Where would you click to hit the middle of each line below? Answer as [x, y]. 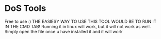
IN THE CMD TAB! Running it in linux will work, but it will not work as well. [78, 26]
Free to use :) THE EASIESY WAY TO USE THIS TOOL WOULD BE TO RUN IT [80, 21]
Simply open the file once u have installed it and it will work [64, 31]
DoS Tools [25, 8]
